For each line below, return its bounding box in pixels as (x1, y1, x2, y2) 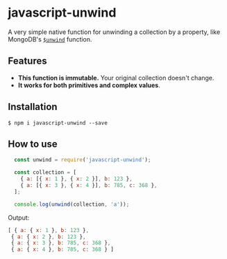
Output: (8, 213, 30, 222)
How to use (8, 138, 58, 150)
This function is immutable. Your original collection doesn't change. (17, 73, 215, 82)
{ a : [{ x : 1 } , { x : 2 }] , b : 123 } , (20, 175, 133, 183)
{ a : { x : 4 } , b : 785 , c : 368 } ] (10, 246, 114, 253)
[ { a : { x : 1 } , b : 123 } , (8, 226, 90, 233)
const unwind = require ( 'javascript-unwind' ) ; (14, 157, 151, 163)
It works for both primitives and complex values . (17, 81, 160, 89)
